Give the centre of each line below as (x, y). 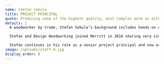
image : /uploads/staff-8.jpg (35, 49)
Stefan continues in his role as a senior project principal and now (82, 45)
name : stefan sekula (26, 9)
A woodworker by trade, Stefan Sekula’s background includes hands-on (83, 28)
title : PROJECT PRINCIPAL (31, 14)
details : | (16, 23)
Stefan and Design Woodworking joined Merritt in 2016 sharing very (81, 36)
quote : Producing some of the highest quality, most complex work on (77, 18)
